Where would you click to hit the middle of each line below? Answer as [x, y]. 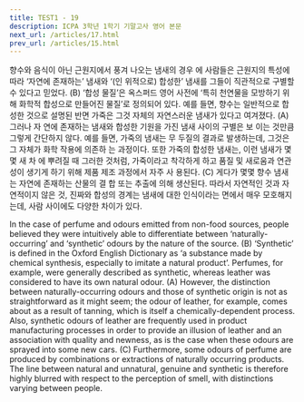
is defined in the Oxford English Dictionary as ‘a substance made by [136, 253]
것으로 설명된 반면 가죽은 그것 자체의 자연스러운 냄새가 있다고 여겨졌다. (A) [157, 115]
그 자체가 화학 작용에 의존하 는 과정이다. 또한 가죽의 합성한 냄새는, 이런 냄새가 [146, 150]
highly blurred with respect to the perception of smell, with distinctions [142, 378]
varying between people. [56, 388]
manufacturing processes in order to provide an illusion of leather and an [146, 330]
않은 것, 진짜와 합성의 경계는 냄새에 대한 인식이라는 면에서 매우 [151, 195]
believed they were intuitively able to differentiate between [119, 234]
